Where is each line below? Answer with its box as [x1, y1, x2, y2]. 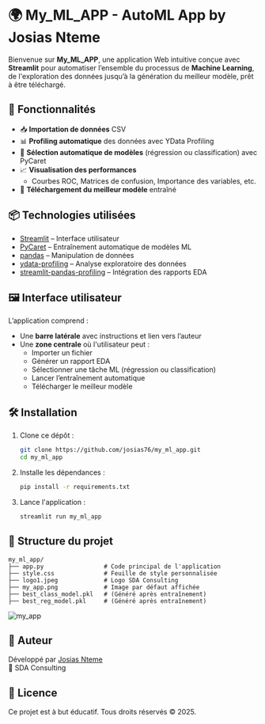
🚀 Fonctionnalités [8, 103, 97, 116]
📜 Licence [8, 686, 58, 699]
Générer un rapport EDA [31, 357, 111, 366]
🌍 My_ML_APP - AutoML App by [8, 6, 226, 25]
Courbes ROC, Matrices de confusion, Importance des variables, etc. [31, 176, 257, 186]
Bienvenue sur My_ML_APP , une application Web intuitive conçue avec [8, 55, 240, 64]
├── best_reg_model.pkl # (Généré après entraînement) [8, 597, 207, 605]
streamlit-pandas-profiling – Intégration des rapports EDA [19, 267, 207, 277]
